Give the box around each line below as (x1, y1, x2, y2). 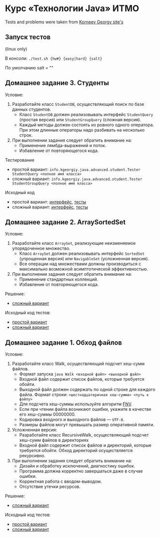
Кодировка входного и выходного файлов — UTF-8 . (19, 417, 125, 422)
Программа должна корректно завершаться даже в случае (19, 468, 143, 474)
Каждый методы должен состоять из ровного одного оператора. (19, 122, 154, 128)
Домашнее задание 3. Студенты (5, 79, 109, 87)
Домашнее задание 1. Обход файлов (5, 338, 122, 347)
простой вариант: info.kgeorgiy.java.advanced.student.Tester (12, 166, 141, 172)
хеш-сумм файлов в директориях (19, 437, 89, 443)
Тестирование (5, 157, 35, 163)
